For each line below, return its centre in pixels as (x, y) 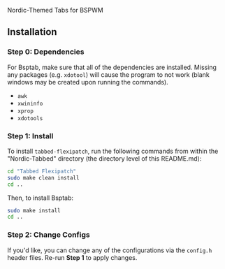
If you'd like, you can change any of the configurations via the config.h (110, 250)
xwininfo (30, 103)
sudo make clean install (43, 177)
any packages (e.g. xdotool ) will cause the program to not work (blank (108, 74)
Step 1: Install (30, 136)
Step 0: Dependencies (46, 52)
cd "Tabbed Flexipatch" (42, 171)
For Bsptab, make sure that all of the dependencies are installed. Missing (112, 67)
